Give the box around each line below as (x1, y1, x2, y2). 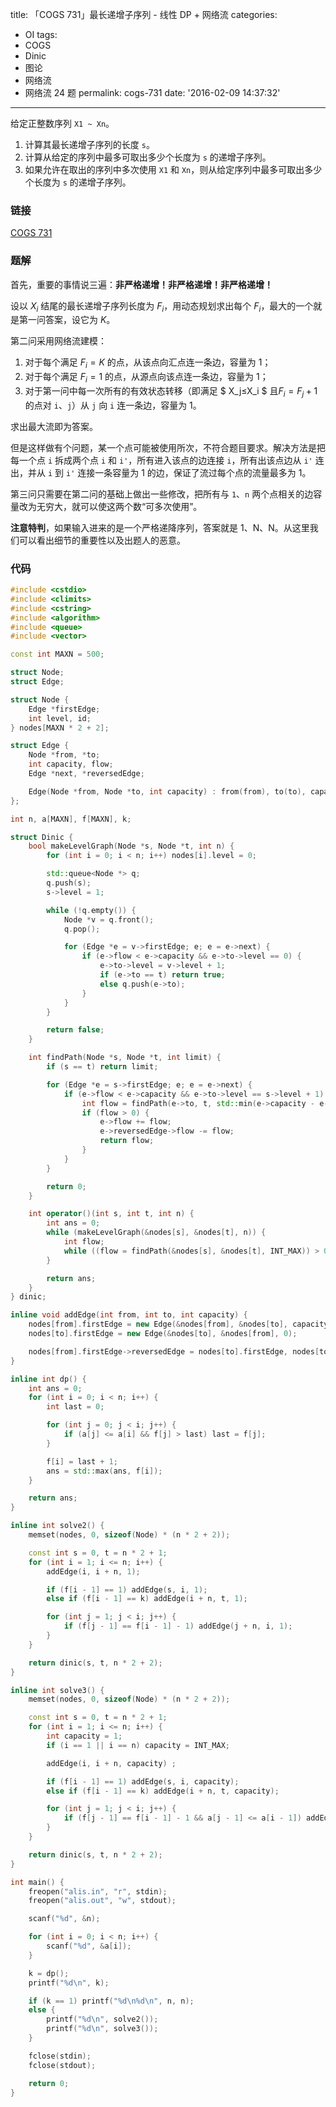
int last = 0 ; (46, 1402, 105, 1412)
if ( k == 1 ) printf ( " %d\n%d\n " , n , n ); (28, 1996, 195, 2006)
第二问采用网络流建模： (10, 335, 107, 347)
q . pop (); (63, 924, 101, 934)
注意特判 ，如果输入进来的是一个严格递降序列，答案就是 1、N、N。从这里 (10, 521, 310, 533)
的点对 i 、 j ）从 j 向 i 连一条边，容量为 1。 (24, 399, 202, 411)
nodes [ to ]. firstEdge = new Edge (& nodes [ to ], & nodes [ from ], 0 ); (28, 1329, 298, 1339)
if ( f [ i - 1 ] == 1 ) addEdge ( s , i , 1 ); (46, 1584, 208, 1595)
